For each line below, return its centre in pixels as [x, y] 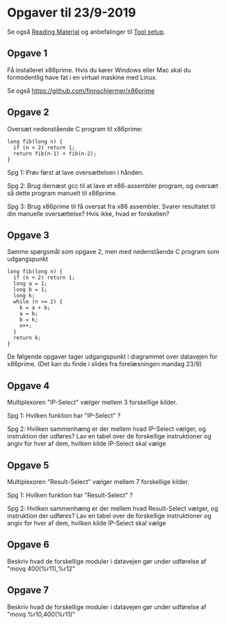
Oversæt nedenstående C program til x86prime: [75, 129]
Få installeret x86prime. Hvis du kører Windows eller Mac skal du [99, 70]
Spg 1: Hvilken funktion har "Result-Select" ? [70, 495]
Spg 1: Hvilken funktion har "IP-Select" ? [64, 416]
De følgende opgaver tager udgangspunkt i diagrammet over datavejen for [112, 357]
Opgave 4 [29, 386]
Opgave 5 [28, 465]
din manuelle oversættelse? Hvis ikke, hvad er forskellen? [88, 213]
